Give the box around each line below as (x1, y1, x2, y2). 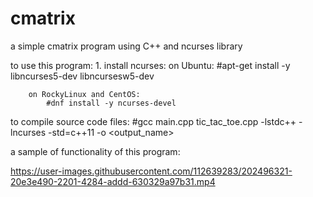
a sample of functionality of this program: (10, 145, 181, 157)
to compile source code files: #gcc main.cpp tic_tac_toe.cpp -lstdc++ (10, 115, 297, 127)
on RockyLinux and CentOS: (28, 89, 141, 99)
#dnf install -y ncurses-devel (46, 98, 177, 108)
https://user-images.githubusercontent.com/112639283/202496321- (10, 165, 293, 177)
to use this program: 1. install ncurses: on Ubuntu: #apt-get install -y (10, 59, 291, 71)
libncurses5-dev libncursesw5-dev (10, 70, 155, 82)
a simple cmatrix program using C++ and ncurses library (10, 40, 243, 52)
